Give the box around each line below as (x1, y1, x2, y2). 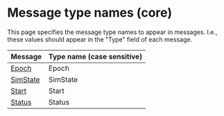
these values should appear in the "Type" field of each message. (7, 35, 193, 43)
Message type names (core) (7, 5, 172, 21)
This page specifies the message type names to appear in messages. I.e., (7, 28, 218, 36)
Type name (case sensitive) (48, 51, 143, 61)
